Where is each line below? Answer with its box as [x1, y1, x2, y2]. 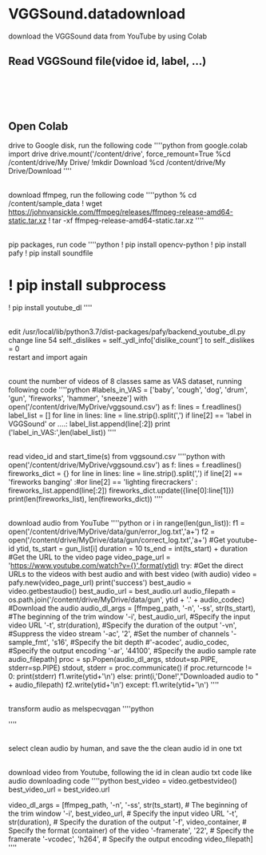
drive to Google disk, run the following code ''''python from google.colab [8, 141, 248, 151]
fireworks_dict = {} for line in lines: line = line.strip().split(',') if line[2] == [8, 469, 244, 478]
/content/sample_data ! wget [8, 199, 102, 208]
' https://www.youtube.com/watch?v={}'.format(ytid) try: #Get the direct [8, 561, 244, 571]
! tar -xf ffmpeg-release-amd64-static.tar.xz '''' [48, 216, 204, 225]
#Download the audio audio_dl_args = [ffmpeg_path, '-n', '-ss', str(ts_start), [8, 603, 256, 613]
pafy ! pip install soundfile [8, 248, 93, 258]
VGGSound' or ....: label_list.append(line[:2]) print [8, 419, 170, 429]
